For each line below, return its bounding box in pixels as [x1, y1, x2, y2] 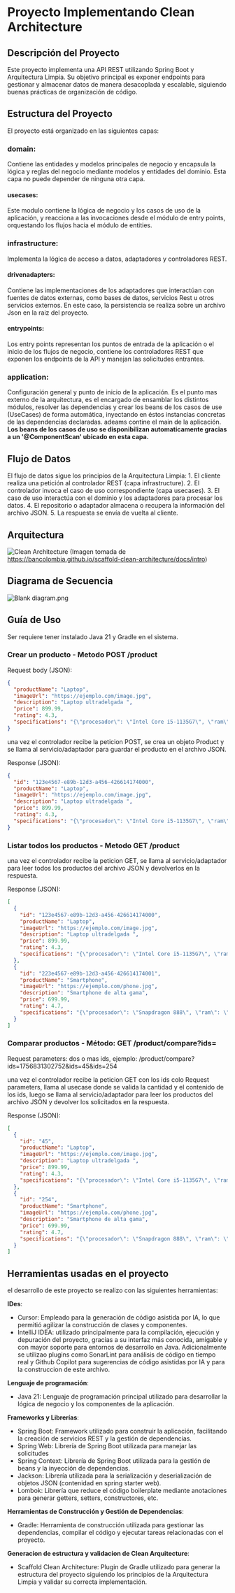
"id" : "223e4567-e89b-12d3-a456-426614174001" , [20, 970, 161, 977]
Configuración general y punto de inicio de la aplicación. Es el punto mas [7, 388, 218, 397]
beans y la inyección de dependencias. [17, 1464, 131, 1473]
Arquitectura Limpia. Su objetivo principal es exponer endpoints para [7, 73, 206, 81]
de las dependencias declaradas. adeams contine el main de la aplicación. [7, 417, 222, 427]
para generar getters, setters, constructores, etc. [17, 1494, 159, 1502]
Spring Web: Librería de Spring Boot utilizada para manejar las [17, 1442, 197, 1450]
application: [7, 372, 49, 382]
